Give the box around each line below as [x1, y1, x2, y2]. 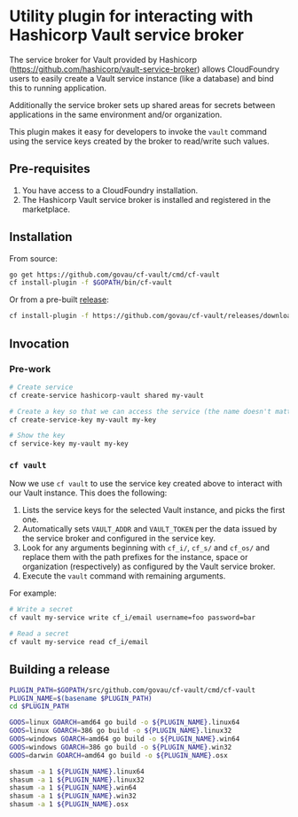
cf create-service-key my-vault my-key [9, 415, 157, 424]
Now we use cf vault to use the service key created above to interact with [9, 479, 283, 489]
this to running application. [9, 82, 107, 93]
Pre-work [9, 362, 51, 375]
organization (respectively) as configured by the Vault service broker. [21, 561, 276, 572]
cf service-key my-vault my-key [9, 440, 129, 448]
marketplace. [21, 204, 71, 214]
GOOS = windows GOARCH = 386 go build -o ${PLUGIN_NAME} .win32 [9, 743, 232, 751]
